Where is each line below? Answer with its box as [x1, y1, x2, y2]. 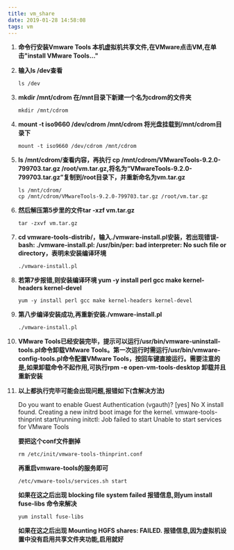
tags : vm [8, 23, 33, 30]
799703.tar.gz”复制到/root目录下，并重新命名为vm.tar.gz [17, 173, 186, 181]
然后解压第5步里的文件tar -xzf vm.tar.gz [17, 206, 135, 215]
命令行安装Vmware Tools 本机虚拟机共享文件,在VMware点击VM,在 [17, 43, 211, 51]
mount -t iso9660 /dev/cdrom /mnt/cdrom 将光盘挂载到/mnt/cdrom [17, 120, 216, 128]
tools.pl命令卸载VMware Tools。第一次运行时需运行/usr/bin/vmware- [17, 346, 221, 354]
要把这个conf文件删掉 [17, 437, 81, 445]
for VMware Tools [17, 423, 69, 431]
